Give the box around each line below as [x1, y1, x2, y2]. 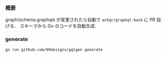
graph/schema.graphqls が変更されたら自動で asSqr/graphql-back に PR [5, 16, 156, 23]
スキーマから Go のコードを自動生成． [19, 23, 100, 29]
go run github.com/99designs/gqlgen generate [5, 47, 103, 52]
